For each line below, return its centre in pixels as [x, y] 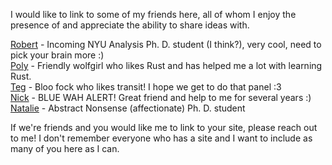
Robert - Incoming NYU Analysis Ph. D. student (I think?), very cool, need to [166, 44]
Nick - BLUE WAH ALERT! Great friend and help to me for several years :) [161, 97]
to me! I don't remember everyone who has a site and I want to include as [161, 138]
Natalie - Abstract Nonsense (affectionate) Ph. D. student [128, 108]
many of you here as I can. [65, 148]
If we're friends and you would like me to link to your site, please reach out [164, 127]
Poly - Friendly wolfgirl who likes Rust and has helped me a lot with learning [166, 65]
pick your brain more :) [57, 55]
